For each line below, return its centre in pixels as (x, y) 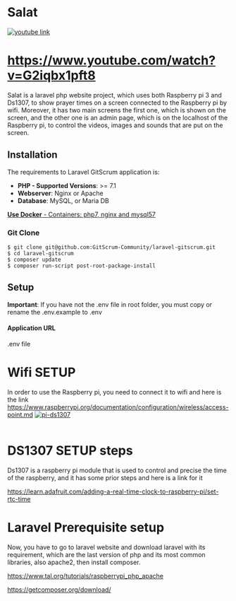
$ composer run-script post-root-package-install (82, 266)
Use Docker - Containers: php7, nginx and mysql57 (82, 214)
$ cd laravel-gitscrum (41, 253)
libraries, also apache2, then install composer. (74, 562)
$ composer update (34, 259)
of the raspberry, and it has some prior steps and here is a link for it (105, 477)
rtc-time (19, 498)
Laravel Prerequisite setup (86, 528)
